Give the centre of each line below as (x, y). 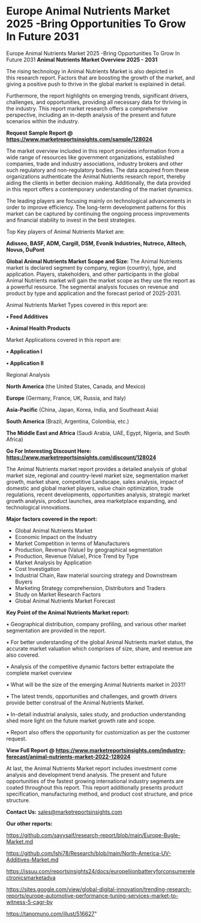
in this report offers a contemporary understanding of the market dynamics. (100, 189)
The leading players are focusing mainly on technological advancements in (99, 201)
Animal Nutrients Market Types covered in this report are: (77, 305)
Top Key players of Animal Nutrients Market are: (65, 231)
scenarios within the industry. (43, 121)
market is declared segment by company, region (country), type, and (91, 267)
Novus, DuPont (25, 249)
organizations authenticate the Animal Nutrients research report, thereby (96, 176)
